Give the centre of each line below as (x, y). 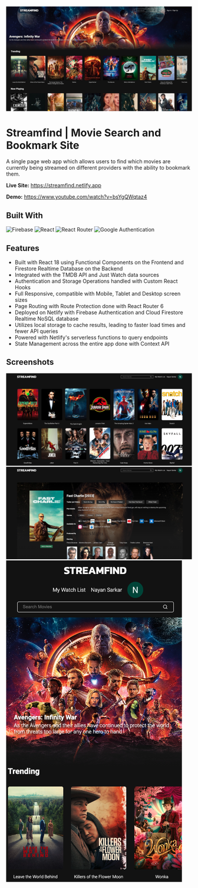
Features (23, 248)
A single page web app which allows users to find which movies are (88, 161)
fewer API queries (36, 331)
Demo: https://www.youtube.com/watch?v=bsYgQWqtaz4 (77, 197)
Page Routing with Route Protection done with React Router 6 (89, 306)
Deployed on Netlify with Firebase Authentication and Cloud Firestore (99, 312)
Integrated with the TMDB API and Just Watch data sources (87, 275)
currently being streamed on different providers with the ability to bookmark (98, 168)
